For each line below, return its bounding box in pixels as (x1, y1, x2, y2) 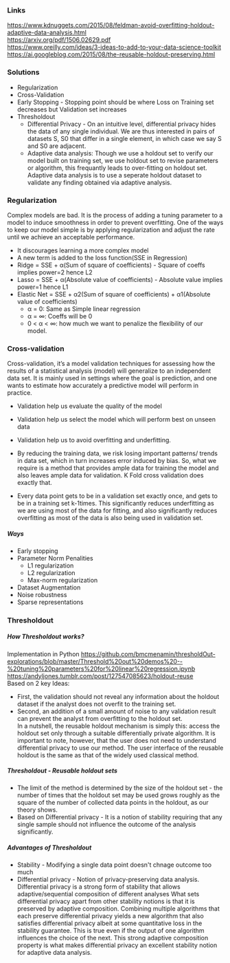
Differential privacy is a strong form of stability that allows (16, 883, 181, 891)
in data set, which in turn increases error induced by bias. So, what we (16, 457, 217, 465)
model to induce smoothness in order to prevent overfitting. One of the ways (7, 218, 224, 226)
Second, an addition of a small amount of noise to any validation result (16, 707, 216, 715)
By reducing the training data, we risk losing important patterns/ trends (16, 449, 218, 457)
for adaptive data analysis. (16, 949, 93, 957)
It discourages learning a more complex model (16, 246, 149, 255)
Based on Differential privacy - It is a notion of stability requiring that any (16, 813, 223, 821)
